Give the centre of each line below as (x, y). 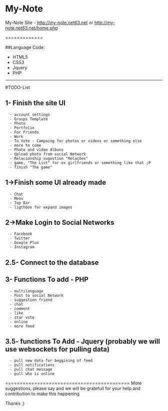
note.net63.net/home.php (31, 28)
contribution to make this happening (42, 394)
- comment (20, 308)
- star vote (22, 317)
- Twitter (20, 238)
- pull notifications (32, 365)
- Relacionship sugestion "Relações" (49, 158)
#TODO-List (17, 87)
